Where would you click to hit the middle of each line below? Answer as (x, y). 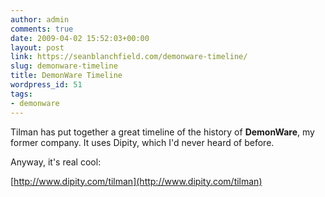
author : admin (40, 19)
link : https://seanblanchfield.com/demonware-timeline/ (129, 57)
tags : (21, 94)
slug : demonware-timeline (64, 66)
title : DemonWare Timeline (66, 76)
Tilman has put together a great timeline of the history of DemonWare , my (162, 132)
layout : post (37, 47)
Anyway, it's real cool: (56, 162)
